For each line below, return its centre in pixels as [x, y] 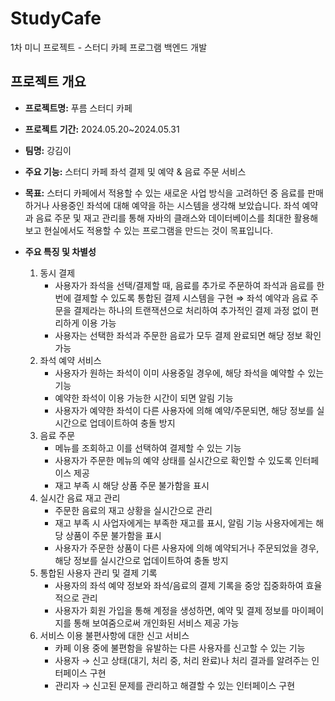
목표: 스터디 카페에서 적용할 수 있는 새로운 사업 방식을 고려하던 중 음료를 [165, 193]
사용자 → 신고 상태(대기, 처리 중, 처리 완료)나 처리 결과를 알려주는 [182, 660]
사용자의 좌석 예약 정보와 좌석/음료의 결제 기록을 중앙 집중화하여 [179, 585]
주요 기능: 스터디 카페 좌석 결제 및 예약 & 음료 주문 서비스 [135, 171]
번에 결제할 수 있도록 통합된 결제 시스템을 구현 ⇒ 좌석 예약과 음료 [181, 298]
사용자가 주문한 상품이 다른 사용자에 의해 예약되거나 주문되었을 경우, [187, 548]
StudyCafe [56, 18]
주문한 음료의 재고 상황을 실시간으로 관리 [133, 510]
